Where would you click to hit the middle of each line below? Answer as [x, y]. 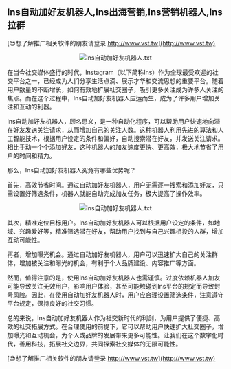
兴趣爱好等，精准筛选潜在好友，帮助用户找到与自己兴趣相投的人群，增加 [121, 231]
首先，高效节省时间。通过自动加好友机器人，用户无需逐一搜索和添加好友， [112, 185]
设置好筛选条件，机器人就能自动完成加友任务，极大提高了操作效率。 [109, 193]
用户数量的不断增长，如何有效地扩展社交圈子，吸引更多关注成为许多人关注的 [115, 89]
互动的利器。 [37, 107]
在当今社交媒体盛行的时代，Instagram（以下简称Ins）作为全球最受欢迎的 [110, 72]
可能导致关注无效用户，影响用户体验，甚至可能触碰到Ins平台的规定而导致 [111, 286]
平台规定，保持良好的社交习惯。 [52, 303]
